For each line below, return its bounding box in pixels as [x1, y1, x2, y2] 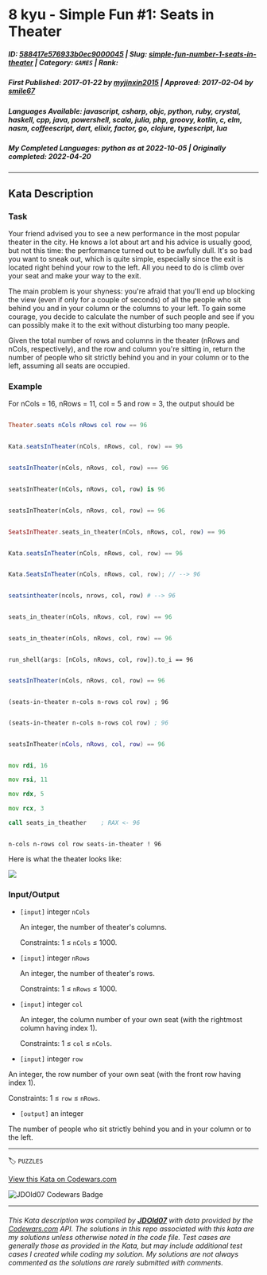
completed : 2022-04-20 [8, 151, 91, 161]
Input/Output [8, 888, 60, 900]
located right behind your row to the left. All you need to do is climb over [8, 262, 245, 272]
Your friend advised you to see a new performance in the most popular [8, 228, 240, 238]
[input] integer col [19, 1000, 83, 1009]
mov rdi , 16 [8, 761, 48, 769]
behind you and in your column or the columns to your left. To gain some [8, 303, 246, 313]
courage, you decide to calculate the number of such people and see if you [8, 312, 255, 321]
